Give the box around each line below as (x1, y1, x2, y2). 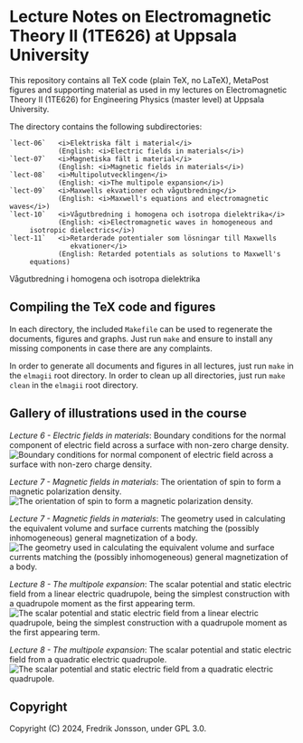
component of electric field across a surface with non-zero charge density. (9, 439, 289, 450)
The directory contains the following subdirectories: (9, 120, 203, 132)
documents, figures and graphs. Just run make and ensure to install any (9, 333, 273, 344)
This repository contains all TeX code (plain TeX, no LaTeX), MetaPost (9, 74, 270, 85)
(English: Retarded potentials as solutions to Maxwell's (57, 249, 281, 259)
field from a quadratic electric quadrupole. (9, 653, 167, 664)
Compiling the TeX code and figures (9, 300, 216, 315)
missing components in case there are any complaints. (9, 342, 213, 354)
